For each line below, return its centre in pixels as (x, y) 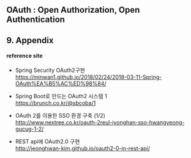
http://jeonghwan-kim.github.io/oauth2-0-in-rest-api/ (83, 148)
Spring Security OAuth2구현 (50, 70)
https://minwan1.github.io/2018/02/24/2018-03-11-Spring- (88, 77)
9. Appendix (30, 40)
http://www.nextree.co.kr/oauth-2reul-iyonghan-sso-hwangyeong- (100, 122)
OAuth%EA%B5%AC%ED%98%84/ (61, 83)
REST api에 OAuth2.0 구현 (47, 141)
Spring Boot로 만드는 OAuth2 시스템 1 (61, 96)
